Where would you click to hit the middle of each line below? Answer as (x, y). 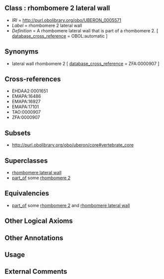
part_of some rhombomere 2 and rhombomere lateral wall (71, 205)
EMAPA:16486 (26, 96)
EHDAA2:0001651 (30, 91)
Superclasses (26, 161)
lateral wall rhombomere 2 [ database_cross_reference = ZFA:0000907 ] (85, 64)
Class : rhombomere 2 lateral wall (57, 8)
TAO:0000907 (26, 112)
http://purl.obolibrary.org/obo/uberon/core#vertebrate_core (73, 145)
